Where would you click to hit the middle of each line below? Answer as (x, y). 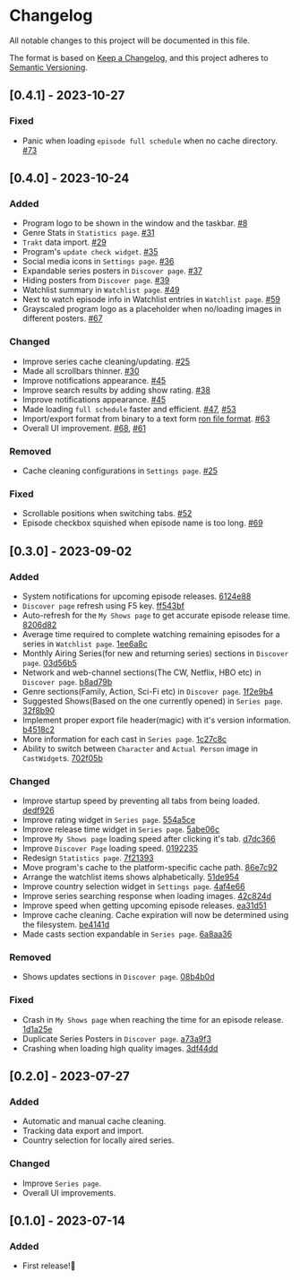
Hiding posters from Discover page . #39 (96, 281)
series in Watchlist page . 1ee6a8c (85, 644)
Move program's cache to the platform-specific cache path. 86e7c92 (150, 868)
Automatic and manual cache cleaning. (94, 1121)
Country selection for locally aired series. (98, 1140)
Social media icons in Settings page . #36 (98, 262)
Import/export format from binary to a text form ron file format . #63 (146, 419)
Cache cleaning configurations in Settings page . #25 (120, 471)
